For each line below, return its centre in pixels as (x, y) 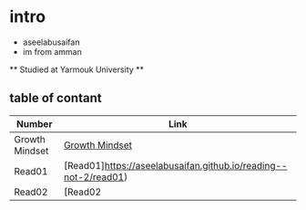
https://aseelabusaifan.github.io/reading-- (196, 165)
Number (35, 123)
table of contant (56, 98)
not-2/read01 (94, 177)
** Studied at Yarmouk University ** (76, 69)
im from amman (52, 51)
